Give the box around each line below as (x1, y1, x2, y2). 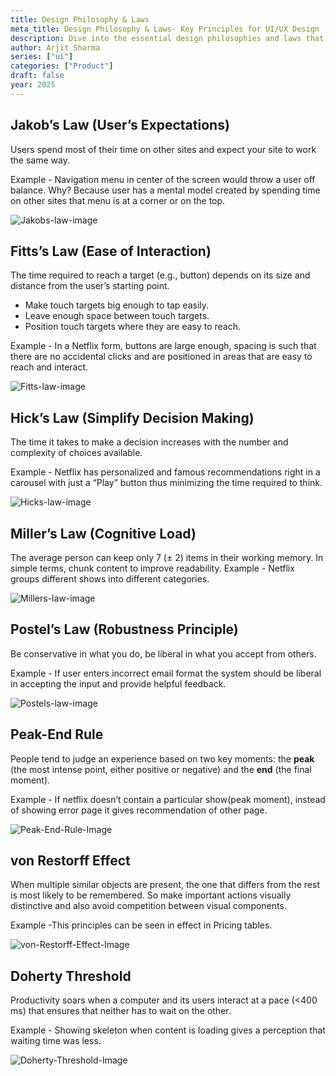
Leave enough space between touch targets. (24, 310, 210, 322)
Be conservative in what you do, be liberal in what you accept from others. (10, 647, 317, 660)
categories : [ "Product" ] (10, 61, 114, 71)
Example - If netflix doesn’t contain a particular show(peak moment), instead (10, 793, 326, 805)
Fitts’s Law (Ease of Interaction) (10, 242, 212, 260)
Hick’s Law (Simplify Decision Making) (10, 409, 255, 426)
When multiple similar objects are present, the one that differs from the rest (10, 879, 320, 891)
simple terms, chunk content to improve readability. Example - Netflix (10, 562, 295, 574)
